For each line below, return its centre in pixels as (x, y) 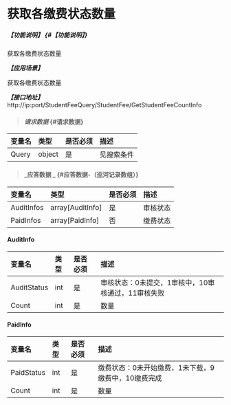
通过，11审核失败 (136, 293)
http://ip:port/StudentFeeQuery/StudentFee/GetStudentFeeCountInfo (104, 105)
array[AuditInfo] (76, 207)
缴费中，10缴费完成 (130, 377)
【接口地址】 (25, 98)
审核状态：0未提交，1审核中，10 (154, 283)
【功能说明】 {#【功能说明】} (47, 34)
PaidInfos (26, 220)
